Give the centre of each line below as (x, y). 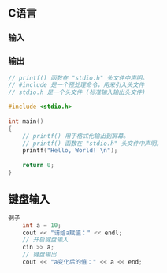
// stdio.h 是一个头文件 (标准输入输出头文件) (77, 92)
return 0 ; (39, 166)
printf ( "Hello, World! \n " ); (70, 151)
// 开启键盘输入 (45, 240)
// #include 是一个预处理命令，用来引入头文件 (76, 85)
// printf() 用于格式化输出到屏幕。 (76, 136)
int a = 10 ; (42, 225)
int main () (26, 121)
